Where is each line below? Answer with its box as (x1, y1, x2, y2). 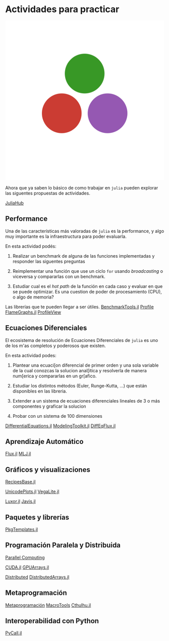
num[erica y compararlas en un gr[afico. (12, 373, 97, 379)
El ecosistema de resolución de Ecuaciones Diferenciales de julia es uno (5, 337, 158, 343)
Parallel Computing (5, 554, 45, 560)
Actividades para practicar (5, 4, 120, 15)
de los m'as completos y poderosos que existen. (5, 342, 106, 349)
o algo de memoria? (12, 294, 54, 300)
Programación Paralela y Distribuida (5, 541, 121, 550)
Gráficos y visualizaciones (5, 465, 91, 474)
